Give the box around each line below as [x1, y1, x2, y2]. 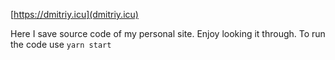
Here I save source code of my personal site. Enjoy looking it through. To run [10, 28, 326, 39]
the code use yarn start [10, 39, 112, 50]
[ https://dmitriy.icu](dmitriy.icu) [10, 9, 139, 20]
